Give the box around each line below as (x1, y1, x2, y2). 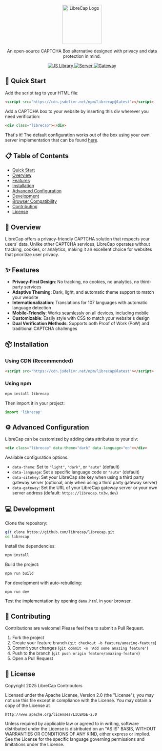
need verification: (5, 113, 40, 119)
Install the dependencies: (5, 543, 56, 549)
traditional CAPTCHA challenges (12, 326, 78, 331)
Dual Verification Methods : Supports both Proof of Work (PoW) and (12, 321, 150, 326)
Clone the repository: (5, 520, 48, 526)
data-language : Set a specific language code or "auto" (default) (12, 469, 140, 475)
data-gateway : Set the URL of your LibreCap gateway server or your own (12, 485, 158, 491)
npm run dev (5, 589, 29, 594)
